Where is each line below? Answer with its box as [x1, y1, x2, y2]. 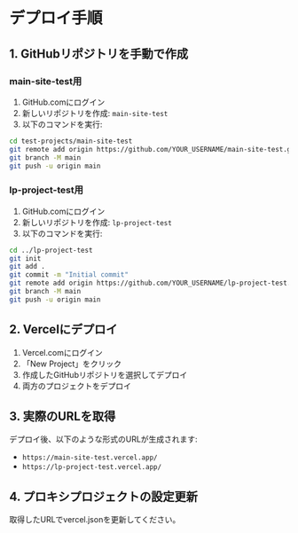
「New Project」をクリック [21, 358, 122, 369]
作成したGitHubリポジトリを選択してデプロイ [21, 369, 188, 380]
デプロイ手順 [9, 8, 104, 28]
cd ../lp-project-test [9, 246, 93, 255]
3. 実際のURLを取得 [9, 409, 116, 424]
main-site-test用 [9, 74, 82, 87]
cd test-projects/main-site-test [9, 137, 133, 145]
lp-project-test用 [9, 184, 84, 196]
